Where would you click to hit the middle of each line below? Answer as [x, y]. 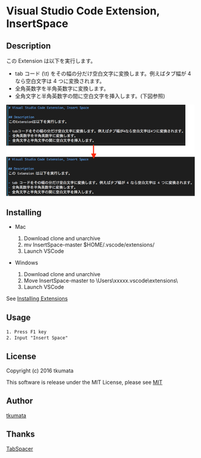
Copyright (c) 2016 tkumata [40, 371]
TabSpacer [20, 448]
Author [19, 401]
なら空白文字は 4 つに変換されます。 [60, 81]
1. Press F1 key [26, 332]
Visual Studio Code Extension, [83, 11]
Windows [26, 263]
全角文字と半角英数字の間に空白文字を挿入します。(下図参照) [90, 96]
